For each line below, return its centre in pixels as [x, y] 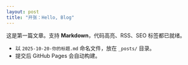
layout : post [23, 12]
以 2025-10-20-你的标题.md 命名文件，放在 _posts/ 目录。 [85, 48]
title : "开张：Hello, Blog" [40, 17]
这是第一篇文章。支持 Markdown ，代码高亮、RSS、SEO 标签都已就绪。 [96, 35]
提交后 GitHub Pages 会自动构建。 [58, 55]
